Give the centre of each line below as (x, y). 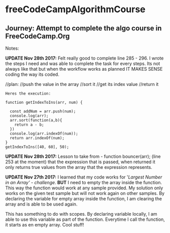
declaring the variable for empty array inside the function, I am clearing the (84, 199)
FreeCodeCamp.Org (38, 36)
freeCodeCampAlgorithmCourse (75, 9)
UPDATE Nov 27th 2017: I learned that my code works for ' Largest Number (84, 177)
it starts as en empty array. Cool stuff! (45, 225)
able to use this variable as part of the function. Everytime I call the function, (85, 219)
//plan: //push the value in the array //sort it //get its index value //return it (82, 84)
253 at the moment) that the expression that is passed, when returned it (80, 162)
